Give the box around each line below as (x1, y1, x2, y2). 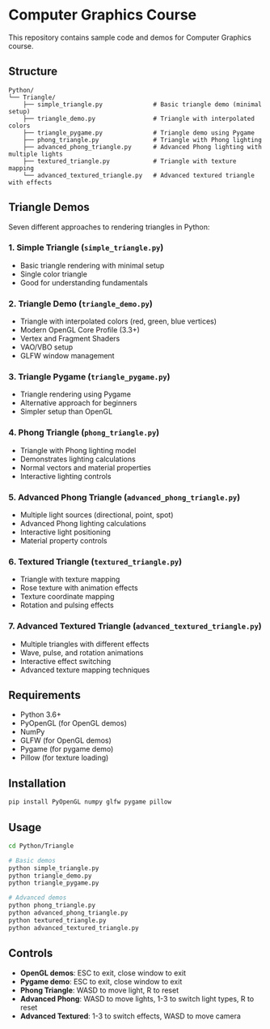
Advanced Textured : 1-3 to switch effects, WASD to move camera (19, 1011, 241, 1021)
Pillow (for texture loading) (19, 752, 109, 763)
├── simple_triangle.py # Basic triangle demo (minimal (23, 100, 263, 109)
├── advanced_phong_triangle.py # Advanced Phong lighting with (23, 143, 263, 151)
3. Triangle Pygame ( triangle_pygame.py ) (8, 371, 171, 383)
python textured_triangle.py (8, 916, 107, 924)
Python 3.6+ (19, 710, 62, 719)
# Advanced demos (8, 894, 67, 902)
